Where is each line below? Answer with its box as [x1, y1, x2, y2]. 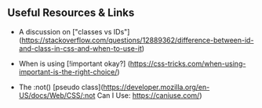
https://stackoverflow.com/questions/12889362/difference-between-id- [21, 35, 254, 45]
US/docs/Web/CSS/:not [18, 90, 96, 100]
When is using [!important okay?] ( [18, 59, 131, 68]
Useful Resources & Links [7, 6, 135, 20]
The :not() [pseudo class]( [18, 82, 104, 92]
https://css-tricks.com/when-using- [129, 59, 246, 68]
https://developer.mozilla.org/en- [103, 82, 210, 92]
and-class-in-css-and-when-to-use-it [18, 43, 142, 53]
